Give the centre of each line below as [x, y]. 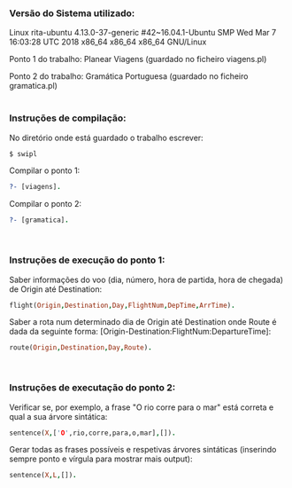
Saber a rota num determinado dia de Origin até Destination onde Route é [143, 322]
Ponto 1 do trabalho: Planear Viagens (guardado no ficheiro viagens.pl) [138, 59]
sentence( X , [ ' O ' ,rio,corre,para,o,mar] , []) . [92, 433]
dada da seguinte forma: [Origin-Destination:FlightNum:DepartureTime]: [140, 332]
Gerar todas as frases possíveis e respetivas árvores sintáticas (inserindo [143, 450]
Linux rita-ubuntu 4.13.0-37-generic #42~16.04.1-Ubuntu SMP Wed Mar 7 [143, 33]
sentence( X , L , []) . [43, 476]
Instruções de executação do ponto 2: [92, 388]
